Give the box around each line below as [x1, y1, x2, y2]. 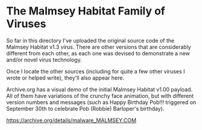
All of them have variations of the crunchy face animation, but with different [6, 92, 194, 99]
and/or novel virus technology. [6, 56, 83, 63]
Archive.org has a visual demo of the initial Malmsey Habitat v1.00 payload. [6, 85, 193, 93]
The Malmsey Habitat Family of [6, 4, 166, 18]
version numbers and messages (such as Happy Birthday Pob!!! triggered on [6, 98, 197, 106]
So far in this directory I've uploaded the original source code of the [6, 37, 175, 44]
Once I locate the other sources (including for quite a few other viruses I [6, 67, 185, 75]
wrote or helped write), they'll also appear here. [6, 74, 125, 81]
